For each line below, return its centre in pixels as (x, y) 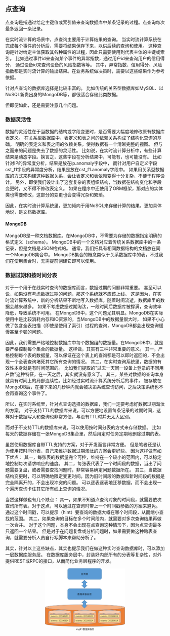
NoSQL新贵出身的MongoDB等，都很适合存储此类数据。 (63, 94)
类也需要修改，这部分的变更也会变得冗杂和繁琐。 (56, 195)
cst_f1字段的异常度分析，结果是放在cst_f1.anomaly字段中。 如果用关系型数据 (85, 170)
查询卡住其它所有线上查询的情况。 (54, 489)
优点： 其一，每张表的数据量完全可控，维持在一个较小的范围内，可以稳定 (86, 457)
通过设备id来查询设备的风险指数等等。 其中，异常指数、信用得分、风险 (89, 64)
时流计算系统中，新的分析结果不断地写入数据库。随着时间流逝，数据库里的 (83, 300)
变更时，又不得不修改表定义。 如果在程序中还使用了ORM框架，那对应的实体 (84, 188)
